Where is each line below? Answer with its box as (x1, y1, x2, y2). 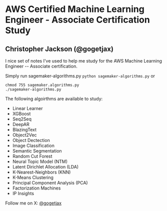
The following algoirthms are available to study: (5, 96, 103, 101)
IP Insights (12, 190, 34, 196)
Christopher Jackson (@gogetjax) (5, 44, 114, 53)
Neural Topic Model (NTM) (12, 158, 68, 164)
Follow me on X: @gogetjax (5, 200, 61, 206)
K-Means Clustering (12, 174, 54, 180)
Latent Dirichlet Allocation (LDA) (12, 164, 79, 169)
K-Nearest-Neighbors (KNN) (12, 169, 71, 175)
